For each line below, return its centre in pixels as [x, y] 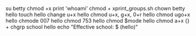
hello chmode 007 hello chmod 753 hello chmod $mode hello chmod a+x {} [98, 21]
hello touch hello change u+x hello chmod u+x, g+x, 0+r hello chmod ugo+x [98, 15]
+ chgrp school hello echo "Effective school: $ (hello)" [72, 27]
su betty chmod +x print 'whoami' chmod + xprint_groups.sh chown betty [95, 8]
